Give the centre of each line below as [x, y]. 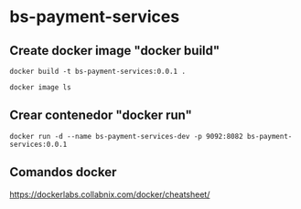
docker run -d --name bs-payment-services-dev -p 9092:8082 [127, 136]
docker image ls [40, 88]
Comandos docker [63, 172]
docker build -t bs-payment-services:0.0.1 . [97, 71]
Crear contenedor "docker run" [101, 115]
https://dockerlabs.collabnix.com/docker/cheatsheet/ [110, 194]
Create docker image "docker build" [115, 51]
